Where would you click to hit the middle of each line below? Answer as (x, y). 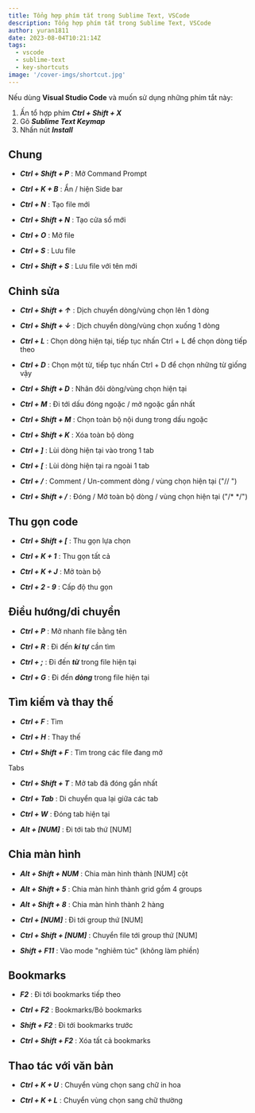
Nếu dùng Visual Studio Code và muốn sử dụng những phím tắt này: (120, 97)
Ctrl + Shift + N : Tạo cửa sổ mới (73, 220)
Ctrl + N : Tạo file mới (55, 204)
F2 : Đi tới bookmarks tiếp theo (70, 995)
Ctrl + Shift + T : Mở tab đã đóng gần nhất (89, 783)
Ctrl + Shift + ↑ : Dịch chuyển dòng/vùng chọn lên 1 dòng (114, 310)
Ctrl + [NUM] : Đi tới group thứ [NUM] (81, 920)
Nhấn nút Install (46, 130)
